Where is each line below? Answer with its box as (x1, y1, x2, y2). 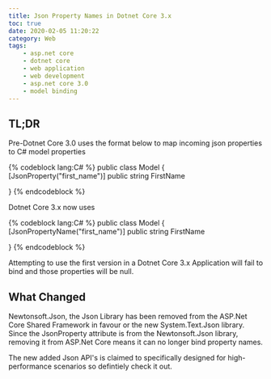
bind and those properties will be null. (8, 267, 134, 276)
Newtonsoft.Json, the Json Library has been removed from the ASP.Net (8, 312, 248, 321)
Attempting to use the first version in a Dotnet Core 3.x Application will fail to (8, 258, 264, 267)
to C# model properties (8, 147, 87, 157)
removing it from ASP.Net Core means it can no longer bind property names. (8, 337, 263, 347)
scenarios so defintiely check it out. (53, 361, 172, 371)
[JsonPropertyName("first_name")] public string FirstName (8, 227, 205, 237)
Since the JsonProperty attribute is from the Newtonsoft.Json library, (8, 329, 239, 338)
